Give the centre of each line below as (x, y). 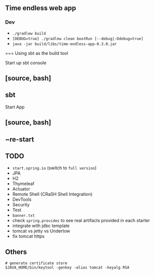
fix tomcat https (28, 236)
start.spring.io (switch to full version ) (54, 168)
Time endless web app (41, 8)
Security (21, 205)
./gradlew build (29, 33)
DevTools (22, 199)
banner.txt (24, 216)
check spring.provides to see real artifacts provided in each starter (81, 221)
